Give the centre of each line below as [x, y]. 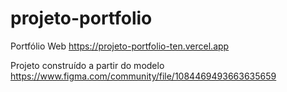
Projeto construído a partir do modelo [87, 65]
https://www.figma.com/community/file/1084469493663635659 [143, 76]
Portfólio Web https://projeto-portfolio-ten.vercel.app [120, 46]
